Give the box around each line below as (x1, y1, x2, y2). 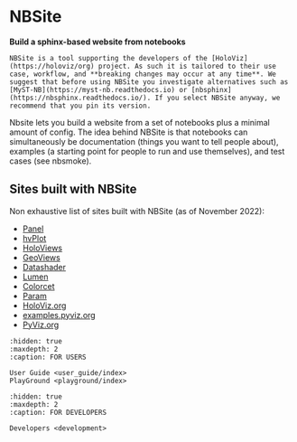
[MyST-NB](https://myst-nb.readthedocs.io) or (9, 85, 188, 94)
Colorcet (22, 280, 55, 291)
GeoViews (22, 251, 60, 263)
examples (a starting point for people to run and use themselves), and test (9, 146, 285, 156)
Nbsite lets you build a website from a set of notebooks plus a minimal (9, 117, 271, 127)
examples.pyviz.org (22, 309, 97, 320)
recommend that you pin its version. (9, 101, 152, 110)
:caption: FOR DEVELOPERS (9, 408, 107, 417)
